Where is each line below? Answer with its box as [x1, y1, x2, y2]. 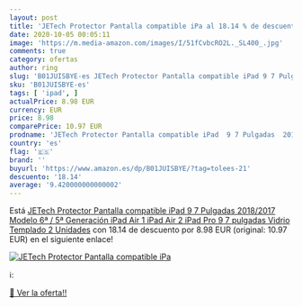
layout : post [9, 13, 58, 23]
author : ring [9, 64, 58, 73]
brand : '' [9, 155, 47, 165]
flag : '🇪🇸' [9, 147, 54, 156]
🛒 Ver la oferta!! [9, 287, 67, 298]
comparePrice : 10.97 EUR [9, 122, 102, 131]
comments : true [9, 47, 67, 56]
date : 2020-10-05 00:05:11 [9, 30, 111, 39]
